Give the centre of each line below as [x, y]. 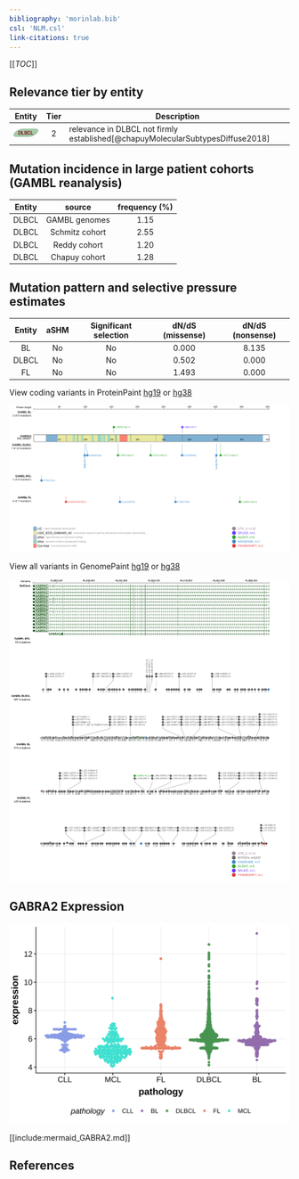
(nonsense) [255, 335]
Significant [111, 325]
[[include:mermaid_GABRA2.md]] [70, 1137]
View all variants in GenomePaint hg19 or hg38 [95, 567]
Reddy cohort [78, 244]
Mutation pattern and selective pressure [123, 287]
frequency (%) [145, 207]
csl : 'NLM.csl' [37, 28]
